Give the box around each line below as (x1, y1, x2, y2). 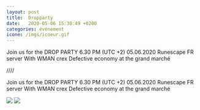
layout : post (6, 9, 40, 15)
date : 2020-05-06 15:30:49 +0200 (6, 20, 97, 26)
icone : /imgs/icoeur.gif (6, 32, 70, 38)
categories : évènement (6, 26, 64, 32)
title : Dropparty (6, 15, 53, 21)
